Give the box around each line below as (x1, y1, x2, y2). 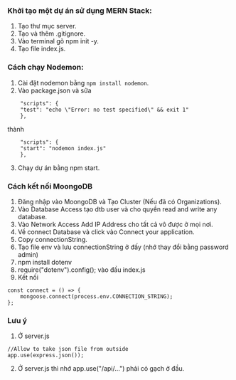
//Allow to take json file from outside (7, 346, 129, 353)
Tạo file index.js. (17, 45, 66, 53)
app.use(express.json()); (7, 352, 84, 359)
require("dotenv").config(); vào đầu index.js (17, 265, 146, 274)
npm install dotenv (17, 258, 73, 266)
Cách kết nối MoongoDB (7, 181, 93, 191)
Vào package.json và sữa (17, 86, 92, 95)
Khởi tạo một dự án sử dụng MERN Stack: (7, 6, 152, 16)
